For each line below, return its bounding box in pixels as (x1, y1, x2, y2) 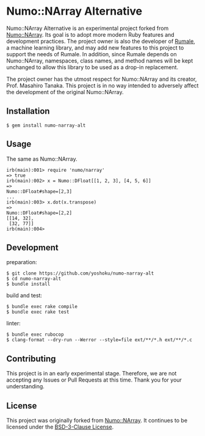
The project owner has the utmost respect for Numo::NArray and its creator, (6, 75, 197, 83)
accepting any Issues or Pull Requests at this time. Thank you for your (6, 376, 182, 383)
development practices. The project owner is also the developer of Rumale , (6, 37, 195, 45)
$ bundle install (6, 281, 51, 287)
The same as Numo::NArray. (6, 155, 77, 163)
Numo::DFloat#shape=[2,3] (6, 188, 72, 194)
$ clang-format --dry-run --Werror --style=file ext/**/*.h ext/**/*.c (6, 337, 192, 343)
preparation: (6, 259, 38, 266)
